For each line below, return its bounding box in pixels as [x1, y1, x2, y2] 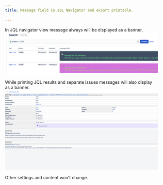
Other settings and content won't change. [5, 175, 88, 181]
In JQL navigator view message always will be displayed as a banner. [5, 27, 143, 32]
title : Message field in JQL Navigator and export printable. [5, 8, 133, 13]
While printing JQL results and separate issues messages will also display [5, 79, 153, 85]
